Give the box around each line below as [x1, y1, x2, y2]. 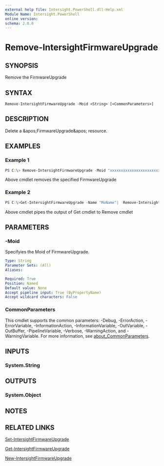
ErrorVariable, [5, 322, 33, 328]
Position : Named [5, 281, 38, 286]
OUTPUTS [5, 377, 37, 385]
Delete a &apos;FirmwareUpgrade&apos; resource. [5, 128, 107, 134]
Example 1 [5, 157, 30, 164]
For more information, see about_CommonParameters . [41, 333, 150, 339]
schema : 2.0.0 [5, 21, 34, 26]
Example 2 [5, 189, 31, 196]
